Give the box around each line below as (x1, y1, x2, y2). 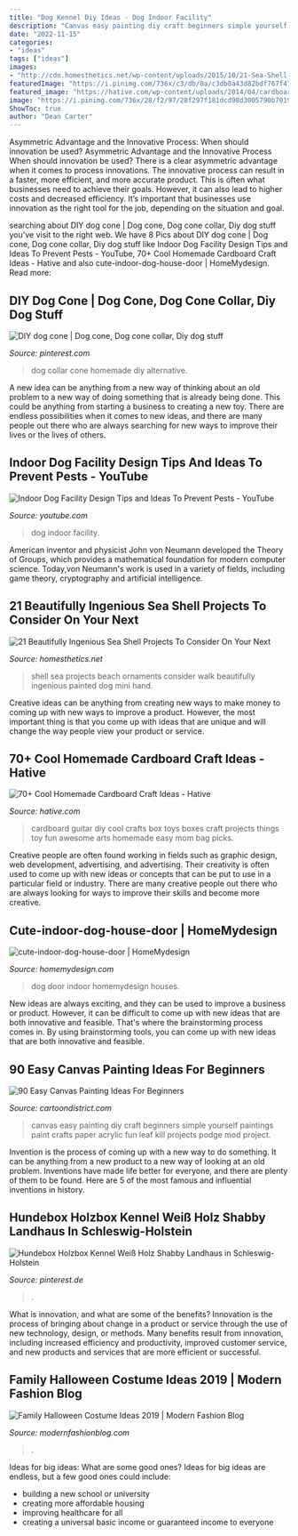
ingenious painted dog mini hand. (30, 680, 153, 690)
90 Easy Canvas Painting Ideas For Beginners (9, 1062, 266, 1077)
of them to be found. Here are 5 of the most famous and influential (9, 1175, 252, 1186)
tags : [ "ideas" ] (9, 54, 69, 63)
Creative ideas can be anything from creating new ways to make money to (9, 697, 281, 708)
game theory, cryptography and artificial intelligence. (9, 573, 203, 583)
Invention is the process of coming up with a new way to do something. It (9, 1146, 277, 1157)
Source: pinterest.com (9, 348, 90, 358)
